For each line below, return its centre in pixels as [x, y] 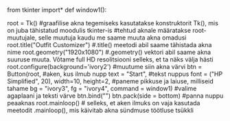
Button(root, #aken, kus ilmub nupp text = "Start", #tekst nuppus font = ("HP [115, 74]
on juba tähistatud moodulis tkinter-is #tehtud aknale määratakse [99, 30]
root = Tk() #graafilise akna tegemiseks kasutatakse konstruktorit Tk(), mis [113, 23]
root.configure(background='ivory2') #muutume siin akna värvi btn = [105, 67]
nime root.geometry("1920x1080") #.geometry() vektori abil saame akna [109, 52]
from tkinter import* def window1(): [57, 10]
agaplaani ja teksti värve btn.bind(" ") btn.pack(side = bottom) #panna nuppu [115, 96]
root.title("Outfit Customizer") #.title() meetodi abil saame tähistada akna [110, 45]
